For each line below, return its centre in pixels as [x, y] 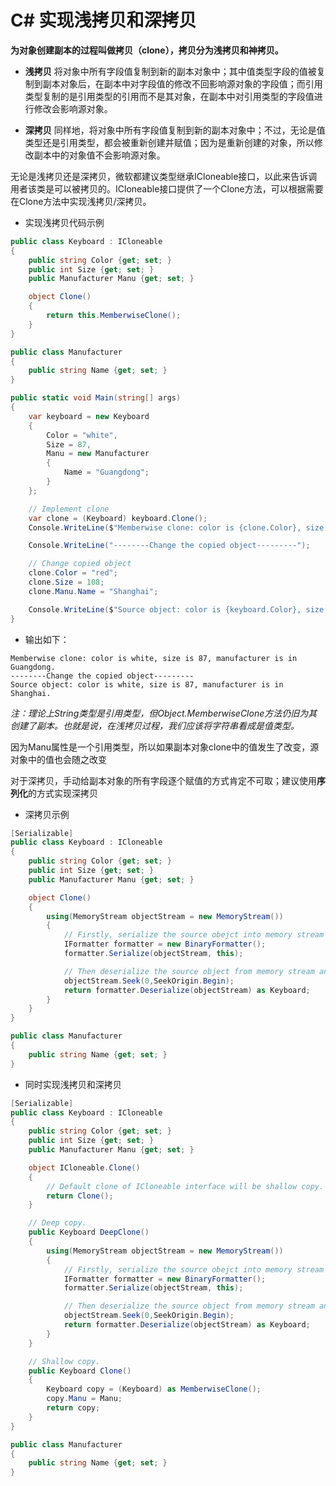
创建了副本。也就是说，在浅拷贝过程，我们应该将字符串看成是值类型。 [155, 725]
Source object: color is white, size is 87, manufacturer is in [147, 684]
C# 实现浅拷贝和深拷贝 [103, 20]
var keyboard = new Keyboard [89, 416]
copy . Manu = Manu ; [84, 1399]
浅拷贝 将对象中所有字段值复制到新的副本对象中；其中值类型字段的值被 [170, 71]
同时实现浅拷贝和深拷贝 [73, 1084]
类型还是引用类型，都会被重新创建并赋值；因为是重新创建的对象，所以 [169, 142]
